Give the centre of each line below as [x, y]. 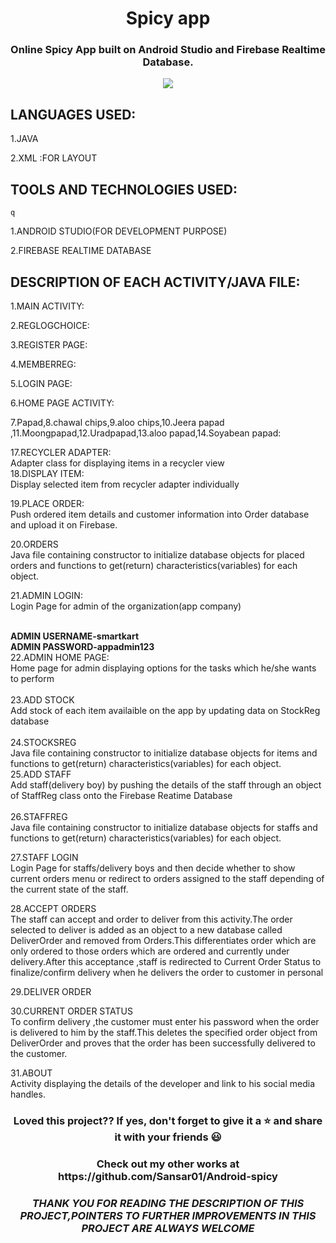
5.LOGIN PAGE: [41, 383]
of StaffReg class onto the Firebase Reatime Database [121, 795]
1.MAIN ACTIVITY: [47, 306]
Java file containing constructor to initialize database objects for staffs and [164, 827]
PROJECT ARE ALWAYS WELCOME [168, 1228]
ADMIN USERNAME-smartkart [75, 636]
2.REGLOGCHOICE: [50, 325]
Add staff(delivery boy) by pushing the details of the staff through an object [166, 784]
